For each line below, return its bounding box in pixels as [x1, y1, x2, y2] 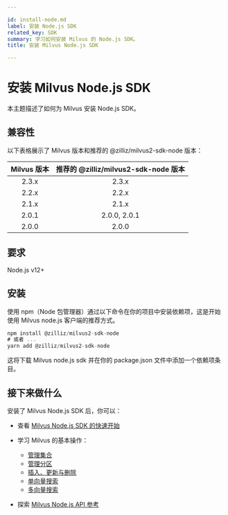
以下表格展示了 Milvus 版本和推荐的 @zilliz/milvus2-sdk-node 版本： [7, 146, 203, 155]
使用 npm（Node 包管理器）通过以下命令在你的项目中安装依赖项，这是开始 [7, 307, 221, 315]
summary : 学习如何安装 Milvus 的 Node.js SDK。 [7, 35, 139, 42]
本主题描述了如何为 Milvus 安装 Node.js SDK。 [7, 105, 140, 113]
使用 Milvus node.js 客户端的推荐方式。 [7, 316, 119, 324]
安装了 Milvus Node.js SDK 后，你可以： [7, 406, 122, 414]
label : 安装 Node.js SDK [7, 22, 77, 30]
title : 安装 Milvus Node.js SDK [7, 42, 98, 49]
